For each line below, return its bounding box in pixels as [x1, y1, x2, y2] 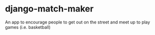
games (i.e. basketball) [5, 24, 51, 30]
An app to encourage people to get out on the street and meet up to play [5, 19, 151, 25]
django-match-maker [5, 3, 94, 14]
